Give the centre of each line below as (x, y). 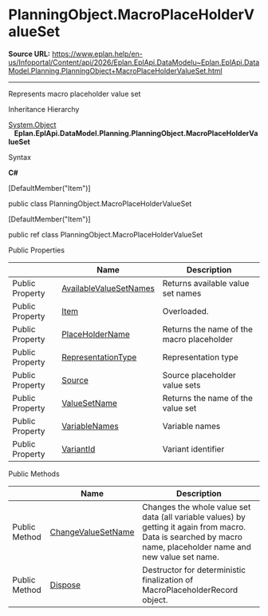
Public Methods (34, 474)
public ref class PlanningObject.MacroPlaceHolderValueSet (106, 234)
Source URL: (29, 54)
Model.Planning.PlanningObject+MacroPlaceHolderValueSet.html (115, 70)
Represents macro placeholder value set (75, 93)
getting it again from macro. (194, 527)
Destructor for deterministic (194, 570)
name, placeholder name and (197, 546)
